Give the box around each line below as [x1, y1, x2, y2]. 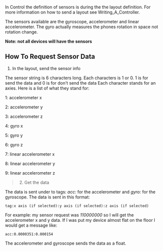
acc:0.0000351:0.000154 [5, 232, 54, 236]
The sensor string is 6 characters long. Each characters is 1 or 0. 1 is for [5, 75, 148, 81]
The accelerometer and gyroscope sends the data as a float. [5, 240, 127, 246]
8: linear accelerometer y [5, 161, 55, 166]
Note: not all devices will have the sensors [5, 38, 92, 44]
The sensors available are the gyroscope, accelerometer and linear [5, 19, 140, 24]
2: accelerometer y [5, 104, 43, 110]
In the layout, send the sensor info [12, 65, 81, 71]
